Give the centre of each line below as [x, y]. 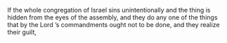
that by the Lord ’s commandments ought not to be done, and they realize [113, 25]
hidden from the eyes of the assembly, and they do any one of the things [112, 17]
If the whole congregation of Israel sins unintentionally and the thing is [109, 10]
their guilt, [22, 32]
